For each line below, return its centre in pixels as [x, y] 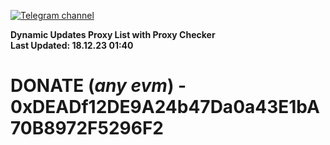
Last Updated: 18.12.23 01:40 [72, 45]
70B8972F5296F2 [87, 128]
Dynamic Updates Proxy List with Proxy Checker [113, 34]
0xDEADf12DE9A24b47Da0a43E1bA [165, 107]
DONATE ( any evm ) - [98, 86]
